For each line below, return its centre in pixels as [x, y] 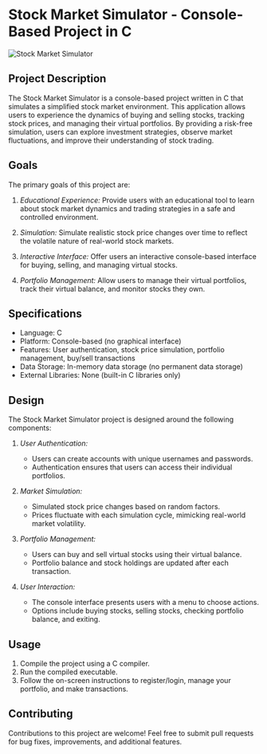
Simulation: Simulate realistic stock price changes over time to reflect [133, 232]
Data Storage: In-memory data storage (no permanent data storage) [131, 367]
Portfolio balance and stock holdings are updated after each [130, 563]
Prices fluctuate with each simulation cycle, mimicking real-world [139, 515]
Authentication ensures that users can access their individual [132, 467]
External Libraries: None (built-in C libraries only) [100, 375]
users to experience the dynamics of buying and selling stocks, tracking [126, 115]
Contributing [41, 714]
